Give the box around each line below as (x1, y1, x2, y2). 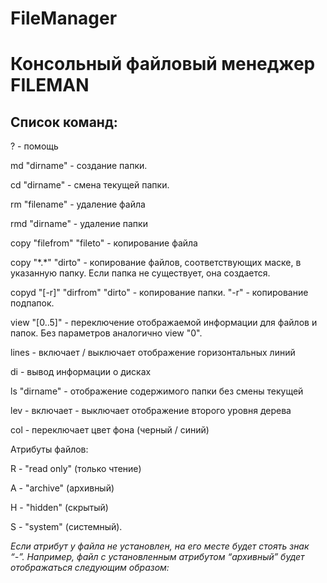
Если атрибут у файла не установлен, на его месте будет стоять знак (10, 540, 310, 552)
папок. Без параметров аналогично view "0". (10, 327, 203, 339)
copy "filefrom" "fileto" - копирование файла (10, 237, 198, 249)
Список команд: (10, 113, 118, 131)
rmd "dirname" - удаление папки (10, 218, 148, 230)
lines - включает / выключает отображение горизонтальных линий (10, 347, 296, 359)
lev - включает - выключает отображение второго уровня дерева (10, 405, 292, 417)
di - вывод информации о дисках (10, 366, 152, 378)
